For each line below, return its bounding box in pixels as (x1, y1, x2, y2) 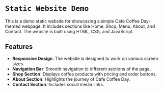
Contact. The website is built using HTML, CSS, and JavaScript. (5, 28, 134, 34)
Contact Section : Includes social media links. (12, 81, 104, 87)
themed (5, 23, 21, 29)
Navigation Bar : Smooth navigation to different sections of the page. (12, 66, 151, 72)
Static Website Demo (5, 4, 89, 13)
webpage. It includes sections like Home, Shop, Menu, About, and (21, 23, 155, 29)
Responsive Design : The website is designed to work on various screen (12, 55, 159, 61)
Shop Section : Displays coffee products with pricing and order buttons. (12, 71, 157, 77)
